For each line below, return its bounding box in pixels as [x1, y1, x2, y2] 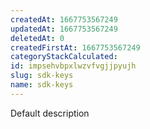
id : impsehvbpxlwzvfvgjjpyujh [10, 61, 137, 71]
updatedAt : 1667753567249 [10, 24, 118, 34]
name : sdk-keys [10, 80, 74, 90]
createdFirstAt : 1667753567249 [10, 42, 141, 53]
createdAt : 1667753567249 [10, 14, 118, 25]
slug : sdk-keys [10, 71, 74, 81]
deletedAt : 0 [10, 33, 65, 43]
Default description [10, 107, 90, 119]
